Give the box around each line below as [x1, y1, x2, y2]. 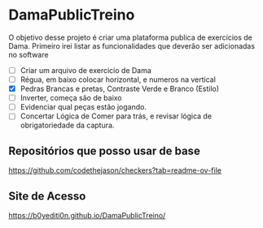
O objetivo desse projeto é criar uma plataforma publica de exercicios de [8, 32, 252, 42]
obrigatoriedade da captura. [20, 120, 115, 131]
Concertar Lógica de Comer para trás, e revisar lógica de [20, 111, 213, 121]
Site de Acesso [8, 189, 86, 203]
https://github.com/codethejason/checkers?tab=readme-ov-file [8, 166, 222, 175]
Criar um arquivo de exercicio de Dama [20, 65, 152, 75]
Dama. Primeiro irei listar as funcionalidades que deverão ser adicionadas [8, 41, 255, 50]
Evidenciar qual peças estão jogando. [20, 102, 147, 112]
